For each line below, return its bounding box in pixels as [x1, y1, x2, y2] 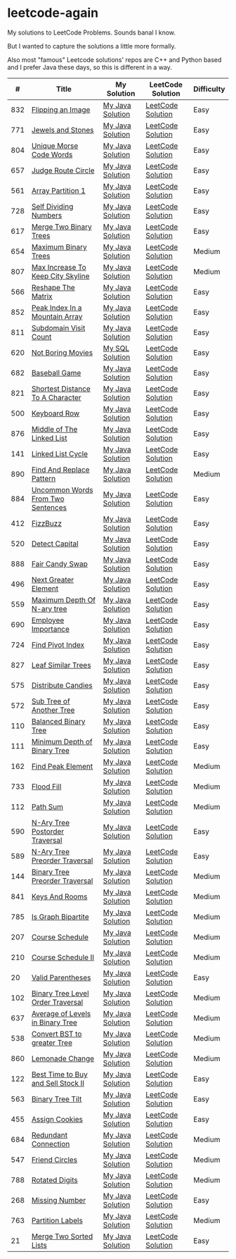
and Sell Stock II [31, 1078, 85, 1088]
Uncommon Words [31, 484, 93, 494]
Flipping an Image [31, 104, 91, 114]
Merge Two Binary [31, 222, 93, 232]
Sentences [31, 502, 67, 512]
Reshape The [31, 282, 75, 292]
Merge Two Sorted [31, 1231, 93, 1241]
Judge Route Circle [31, 165, 95, 175]
